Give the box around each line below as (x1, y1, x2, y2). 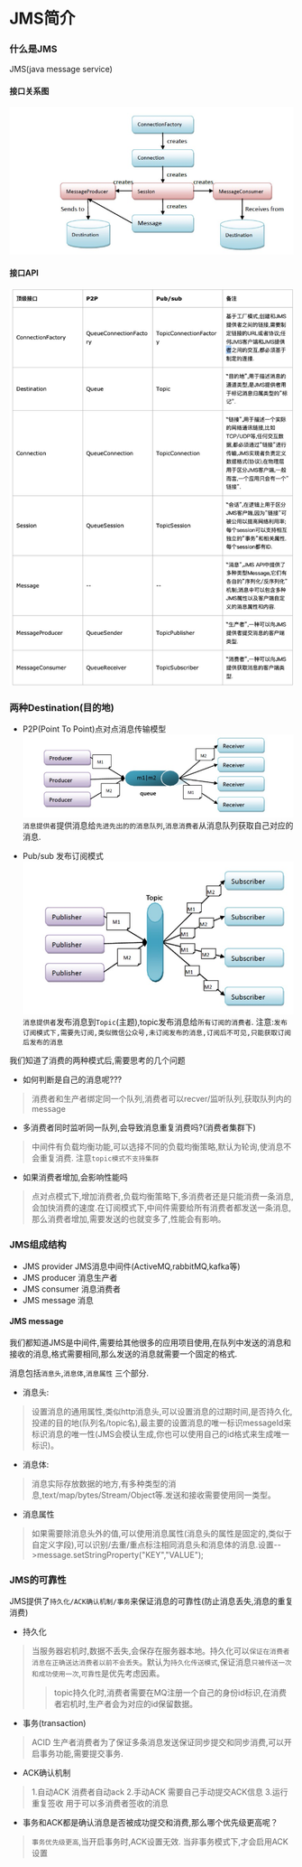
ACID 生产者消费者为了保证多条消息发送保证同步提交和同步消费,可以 (31, 1737, 285, 1748)
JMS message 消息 (22, 1294, 95, 1305)
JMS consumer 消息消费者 (22, 1284, 122, 1294)
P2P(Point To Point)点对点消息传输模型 (22, 723, 167, 734)
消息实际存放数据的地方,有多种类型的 (31, 1478, 169, 1489)
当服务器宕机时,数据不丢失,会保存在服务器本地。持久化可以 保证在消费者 (31, 1646, 290, 1657)
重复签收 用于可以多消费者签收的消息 (31, 1798, 169, 1809)
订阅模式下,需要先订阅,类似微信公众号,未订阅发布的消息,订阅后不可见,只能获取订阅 (22, 1029, 291, 1038)
